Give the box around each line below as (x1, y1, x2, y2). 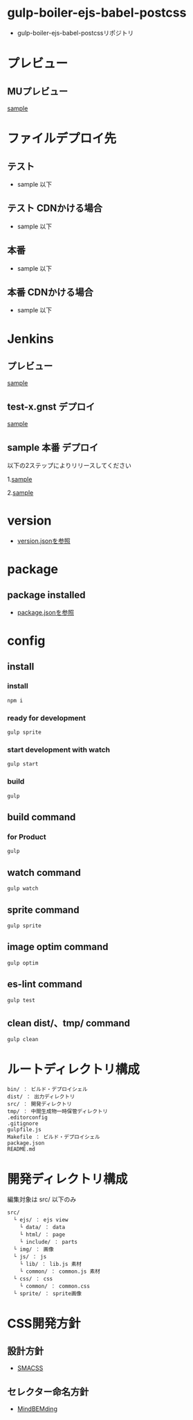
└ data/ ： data (19, 1224, 66, 1231)
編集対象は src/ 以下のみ (7, 1195, 77, 1203)
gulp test (7, 997, 36, 1004)
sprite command (7, 904, 80, 915)
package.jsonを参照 (17, 608, 75, 616)
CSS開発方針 (7, 1315, 81, 1331)
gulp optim (7, 959, 39, 966)
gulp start (7, 761, 39, 768)
